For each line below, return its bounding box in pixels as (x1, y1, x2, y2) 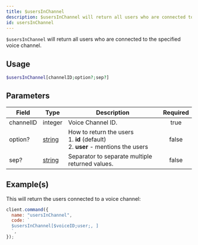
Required (163, 108, 189, 117)
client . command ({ (6, 207, 49, 213)
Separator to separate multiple (68, 152, 153, 160)
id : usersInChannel (6, 19, 54, 25)
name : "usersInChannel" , (11, 212, 72, 218)
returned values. (68, 160, 114, 168)
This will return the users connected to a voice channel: (6, 195, 141, 202)
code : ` (11, 217, 31, 224)
